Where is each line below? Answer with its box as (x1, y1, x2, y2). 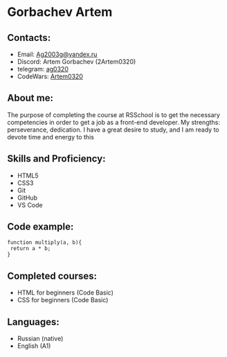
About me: (7, 92, 54, 104)
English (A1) (17, 342, 51, 350)
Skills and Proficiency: (7, 153, 106, 165)
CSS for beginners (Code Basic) (17, 296, 109, 304)
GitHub (17, 193, 38, 202)
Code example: (7, 221, 74, 233)
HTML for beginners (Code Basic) (17, 288, 114, 297)
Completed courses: (7, 270, 98, 281)
